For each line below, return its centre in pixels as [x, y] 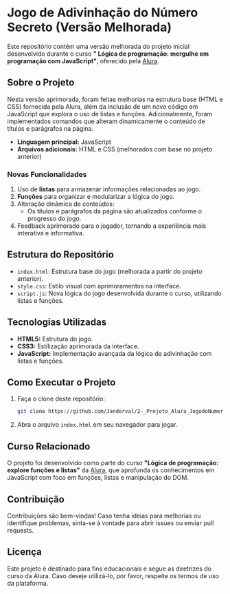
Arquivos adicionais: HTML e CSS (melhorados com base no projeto [115, 149]
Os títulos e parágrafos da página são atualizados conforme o [115, 211]
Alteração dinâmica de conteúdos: [66, 204]
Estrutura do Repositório [61, 255]
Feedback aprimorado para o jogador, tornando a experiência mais [112, 226]
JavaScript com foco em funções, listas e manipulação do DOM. [98, 478]
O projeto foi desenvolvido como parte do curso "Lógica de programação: [113, 463]
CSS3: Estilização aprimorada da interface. [78, 346]
